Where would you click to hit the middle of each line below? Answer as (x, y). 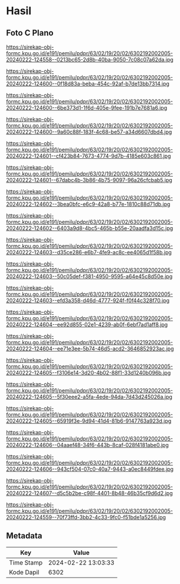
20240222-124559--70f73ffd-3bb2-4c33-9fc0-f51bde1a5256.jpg (86, 517)
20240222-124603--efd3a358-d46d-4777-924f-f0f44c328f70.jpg (88, 300)
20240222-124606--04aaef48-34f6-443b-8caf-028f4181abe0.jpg (88, 445)
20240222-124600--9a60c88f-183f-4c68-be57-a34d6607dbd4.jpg (89, 132)
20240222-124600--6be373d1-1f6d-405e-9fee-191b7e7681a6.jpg (86, 108)
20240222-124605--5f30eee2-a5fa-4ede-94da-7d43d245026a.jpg (89, 397)
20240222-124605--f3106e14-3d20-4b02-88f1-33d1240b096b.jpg (89, 373)
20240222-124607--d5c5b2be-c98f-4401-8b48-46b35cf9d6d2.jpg (89, 493)
